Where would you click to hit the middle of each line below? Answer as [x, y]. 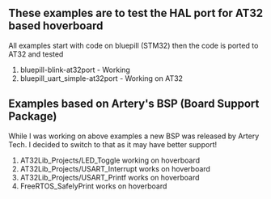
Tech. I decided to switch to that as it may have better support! [112, 144]
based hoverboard [56, 26]
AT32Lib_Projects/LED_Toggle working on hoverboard [110, 160]
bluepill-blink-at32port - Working [75, 70]
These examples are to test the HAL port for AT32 [136, 13]
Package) [33, 116]
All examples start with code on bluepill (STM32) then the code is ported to [133, 45]
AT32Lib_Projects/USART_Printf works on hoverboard [110, 177]
